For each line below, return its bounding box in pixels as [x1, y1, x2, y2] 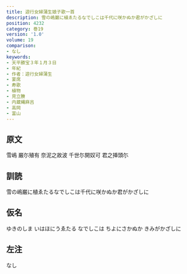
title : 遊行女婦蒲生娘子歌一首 [6, 8, 75, 15]
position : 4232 [6, 20, 45, 26]
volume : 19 [6, 37, 34, 43]
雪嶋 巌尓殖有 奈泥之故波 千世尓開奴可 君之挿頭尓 [6, 152, 128, 159]
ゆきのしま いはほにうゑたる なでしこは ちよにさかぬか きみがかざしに [6, 225, 182, 232]
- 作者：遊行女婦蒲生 [6, 71, 52, 77]
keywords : [6, 54, 31, 60]
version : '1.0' [6, 32, 45, 38]
